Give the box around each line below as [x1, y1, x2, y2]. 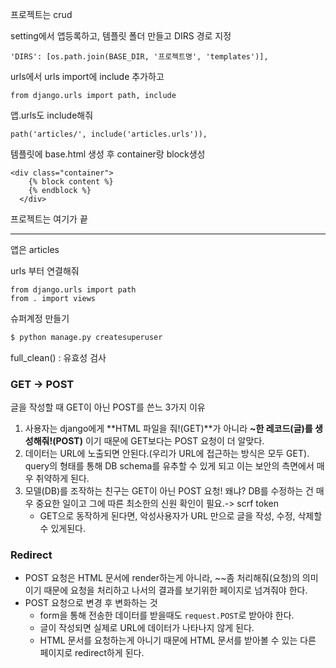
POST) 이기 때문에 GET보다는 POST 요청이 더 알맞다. [55, 435, 265, 447]
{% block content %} [28, 177, 114, 187]
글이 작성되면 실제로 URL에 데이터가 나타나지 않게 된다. [39, 622, 255, 634]
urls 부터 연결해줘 [10, 265, 80, 277]
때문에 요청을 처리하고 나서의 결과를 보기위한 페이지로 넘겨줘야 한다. [43, 584, 308, 597]
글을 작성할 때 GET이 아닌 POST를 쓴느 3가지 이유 [10, 401, 206, 413]
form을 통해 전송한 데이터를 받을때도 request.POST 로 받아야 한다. [39, 609, 295, 622]
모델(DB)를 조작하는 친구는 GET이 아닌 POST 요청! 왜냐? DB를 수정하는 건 [24, 485, 314, 497]
